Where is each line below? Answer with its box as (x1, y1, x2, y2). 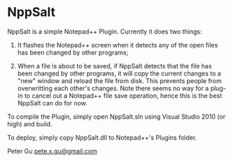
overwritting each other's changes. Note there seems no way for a (17, 84, 209, 92)
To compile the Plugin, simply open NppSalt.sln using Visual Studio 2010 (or (7, 112, 226, 121)
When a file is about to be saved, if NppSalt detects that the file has (17, 61, 212, 70)
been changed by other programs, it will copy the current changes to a (17, 69, 222, 78)
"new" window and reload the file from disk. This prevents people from (17, 76, 223, 84)
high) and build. (7, 119, 52, 128)
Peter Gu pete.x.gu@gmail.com (7, 147, 98, 155)
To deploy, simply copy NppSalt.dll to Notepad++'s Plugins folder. (7, 133, 197, 142)
